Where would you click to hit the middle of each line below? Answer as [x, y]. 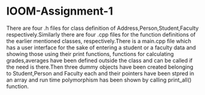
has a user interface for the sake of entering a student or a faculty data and [101, 47]
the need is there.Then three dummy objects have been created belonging [100, 67]
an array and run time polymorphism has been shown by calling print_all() [99, 80]
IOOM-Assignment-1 [60, 11]
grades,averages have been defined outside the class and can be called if [99, 60]
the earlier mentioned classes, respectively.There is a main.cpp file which [99, 41]
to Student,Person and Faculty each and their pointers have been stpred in [100, 73]
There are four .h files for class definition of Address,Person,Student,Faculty [102, 28]
